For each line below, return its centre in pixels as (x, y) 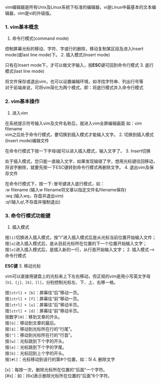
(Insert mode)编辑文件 (27, 140)
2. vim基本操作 (22, 101)
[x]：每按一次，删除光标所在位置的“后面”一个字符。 (56, 369)
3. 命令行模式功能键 (28, 216)
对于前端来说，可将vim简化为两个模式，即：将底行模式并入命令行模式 (74, 88)
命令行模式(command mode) (40, 38)
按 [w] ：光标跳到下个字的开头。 (36, 341)
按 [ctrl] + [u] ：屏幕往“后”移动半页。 (43, 304)
